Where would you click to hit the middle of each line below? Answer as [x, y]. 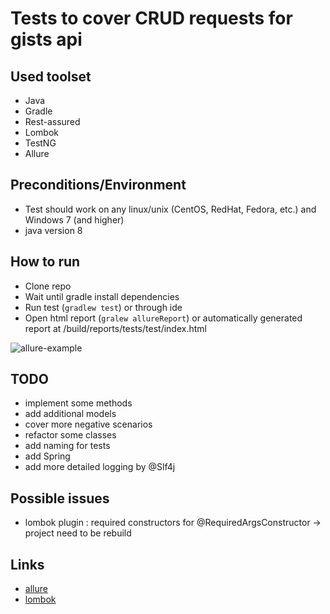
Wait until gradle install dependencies [102, 296]
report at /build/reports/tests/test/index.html [115, 328]
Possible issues [60, 498]
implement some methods [78, 403]
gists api [46, 39]
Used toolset [51, 76]
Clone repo [48, 286]
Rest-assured [52, 121]
